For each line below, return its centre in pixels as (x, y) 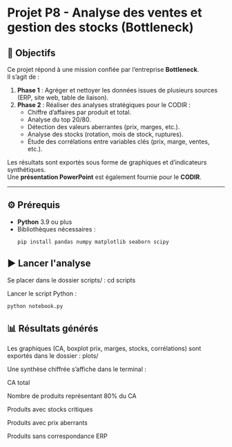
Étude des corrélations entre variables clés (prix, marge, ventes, (118, 142)
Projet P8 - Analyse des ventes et (105, 13)
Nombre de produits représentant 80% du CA (72, 396)
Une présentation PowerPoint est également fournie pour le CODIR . (105, 177)
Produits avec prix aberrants (48, 423)
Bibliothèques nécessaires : (56, 229)
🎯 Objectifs (31, 53)
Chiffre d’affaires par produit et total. (79, 112)
